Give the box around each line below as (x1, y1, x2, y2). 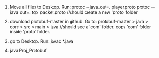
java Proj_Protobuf (9, 48, 47, 53)
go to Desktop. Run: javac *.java (9, 38, 74, 44)
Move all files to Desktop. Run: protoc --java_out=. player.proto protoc (9, 4, 150, 10)
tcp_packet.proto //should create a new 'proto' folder (31, 9, 138, 15)
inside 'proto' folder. (9, 29, 50, 34)
